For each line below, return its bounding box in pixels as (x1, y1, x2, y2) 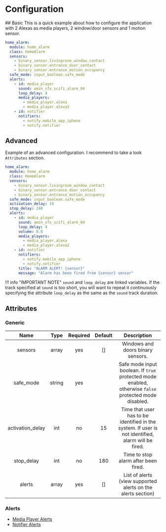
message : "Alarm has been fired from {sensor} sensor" (18, 270, 134, 275)
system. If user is (118, 425, 158, 431)
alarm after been (118, 457, 157, 464)
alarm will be (123, 437, 153, 444)
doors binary (123, 347, 153, 354)
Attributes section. (5, 155, 45, 161)
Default (94, 332, 113, 339)
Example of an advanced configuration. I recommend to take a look (5, 150, 142, 156)
